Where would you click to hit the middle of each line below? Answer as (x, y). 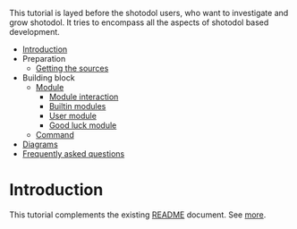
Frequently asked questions (73, 154)
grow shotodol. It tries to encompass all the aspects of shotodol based (139, 22)
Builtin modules (77, 106)
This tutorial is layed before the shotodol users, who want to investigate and (149, 13)
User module (72, 116)
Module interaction (84, 97)
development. (34, 32)
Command (55, 135)
